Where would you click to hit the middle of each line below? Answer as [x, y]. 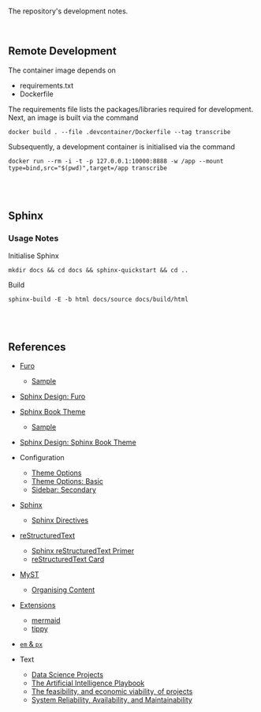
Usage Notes [34, 238]
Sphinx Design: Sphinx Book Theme [78, 442]
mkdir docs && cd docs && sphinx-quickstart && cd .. [99, 270]
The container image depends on [62, 70]
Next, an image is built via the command [73, 118]
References [37, 347]
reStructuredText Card [68, 560]
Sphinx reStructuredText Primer [83, 551]
